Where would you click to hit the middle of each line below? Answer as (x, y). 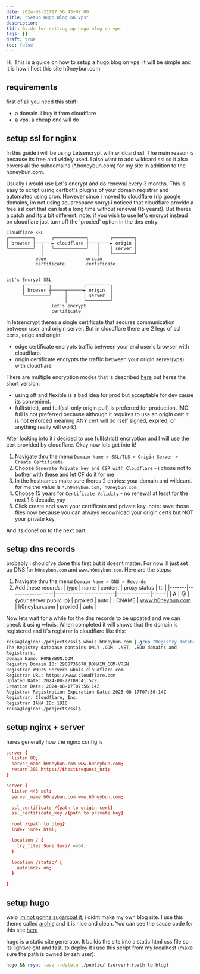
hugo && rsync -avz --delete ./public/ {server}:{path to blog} (87, 965)
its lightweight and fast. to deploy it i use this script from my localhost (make (100, 948)
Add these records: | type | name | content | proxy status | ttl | (90, 588)
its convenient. (33, 401)
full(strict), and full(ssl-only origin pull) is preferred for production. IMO (101, 408)
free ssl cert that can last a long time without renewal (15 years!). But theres (99, 209)
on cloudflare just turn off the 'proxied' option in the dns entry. (82, 221)
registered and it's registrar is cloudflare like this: (66, 631)
